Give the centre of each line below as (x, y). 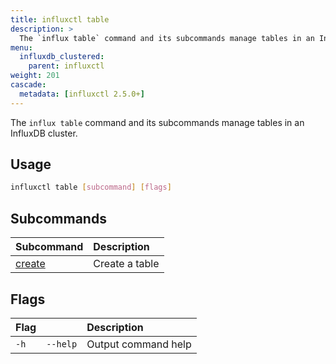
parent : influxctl (66, 66)
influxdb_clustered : (62, 57)
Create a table (126, 264)
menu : (21, 47)
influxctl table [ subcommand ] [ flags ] (91, 187)
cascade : (28, 85)
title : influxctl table (60, 19)
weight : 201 (35, 76)
